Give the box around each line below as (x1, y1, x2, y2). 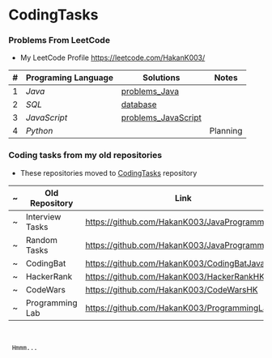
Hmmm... (11, 343, 38, 352)
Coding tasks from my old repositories (8, 150, 163, 161)
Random (25, 234, 58, 245)
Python (25, 126, 53, 137)
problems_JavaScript (121, 112, 202, 123)
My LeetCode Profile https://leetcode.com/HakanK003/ (19, 53, 206, 62)
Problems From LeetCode (8, 35, 111, 46)
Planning (209, 126, 243, 137)
